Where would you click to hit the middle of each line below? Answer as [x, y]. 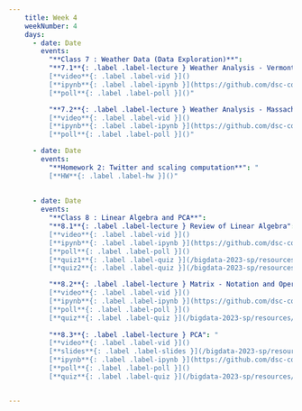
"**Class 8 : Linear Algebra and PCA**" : [127, 218]
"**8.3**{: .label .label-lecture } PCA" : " [133, 334]
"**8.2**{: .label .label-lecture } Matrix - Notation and [162, 285]
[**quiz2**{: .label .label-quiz [111, 268]
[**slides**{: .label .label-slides [117, 352]
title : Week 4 [51, 18]
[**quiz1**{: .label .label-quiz [111, 260]
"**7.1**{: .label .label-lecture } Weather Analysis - [156, 68]
